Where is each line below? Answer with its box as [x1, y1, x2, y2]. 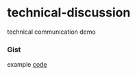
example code [7, 61, 47, 69]
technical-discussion [7, 5, 131, 21]
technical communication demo [7, 28, 96, 36]
